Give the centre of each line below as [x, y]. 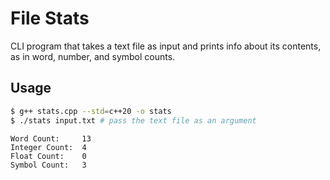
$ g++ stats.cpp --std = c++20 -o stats [91, 111]
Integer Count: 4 [48, 147]
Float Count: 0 [48, 156]
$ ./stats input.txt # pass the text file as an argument [133, 120]
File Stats [50, 18]
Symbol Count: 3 [48, 165]
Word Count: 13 [51, 138]
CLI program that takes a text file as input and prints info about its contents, [166, 46]
